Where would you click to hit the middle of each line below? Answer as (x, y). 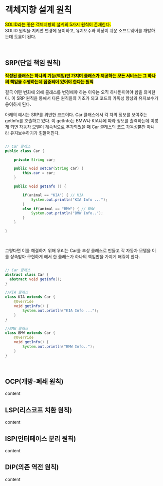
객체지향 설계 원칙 (38, 10)
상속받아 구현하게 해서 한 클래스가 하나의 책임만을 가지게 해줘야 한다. (75, 256)
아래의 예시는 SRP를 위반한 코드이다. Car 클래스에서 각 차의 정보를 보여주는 (76, 115)
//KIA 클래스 (17, 292)
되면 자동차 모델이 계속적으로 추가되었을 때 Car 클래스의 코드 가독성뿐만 (78, 127)
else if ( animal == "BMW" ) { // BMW (59, 209)
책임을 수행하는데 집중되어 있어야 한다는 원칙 (52, 81)
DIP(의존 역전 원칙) (32, 467)
